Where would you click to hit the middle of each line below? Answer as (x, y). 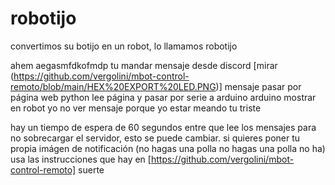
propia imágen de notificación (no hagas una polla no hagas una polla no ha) (168, 148)
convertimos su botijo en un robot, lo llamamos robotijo (124, 46)
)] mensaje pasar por (258, 86)
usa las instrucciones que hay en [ (81, 159)
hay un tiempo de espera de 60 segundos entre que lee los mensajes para (163, 127)
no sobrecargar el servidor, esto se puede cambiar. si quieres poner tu (155, 138)
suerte (91, 169)
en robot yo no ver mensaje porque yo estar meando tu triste (136, 108)
